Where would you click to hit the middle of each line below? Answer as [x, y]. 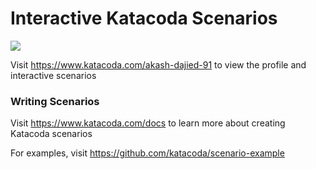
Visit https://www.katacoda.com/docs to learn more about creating [148, 123]
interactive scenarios [53, 75]
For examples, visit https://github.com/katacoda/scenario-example [147, 153]
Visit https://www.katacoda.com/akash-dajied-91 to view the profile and [158, 64]
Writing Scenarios [55, 101]
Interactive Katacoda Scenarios [144, 18]
